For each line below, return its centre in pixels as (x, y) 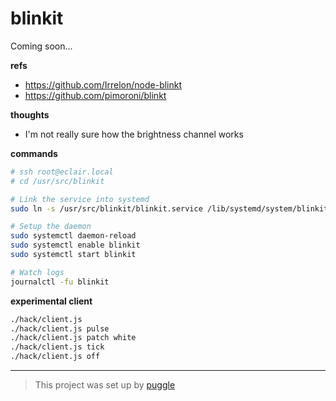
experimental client (51, 301)
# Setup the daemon (51, 227)
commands (34, 153)
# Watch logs (37, 272)
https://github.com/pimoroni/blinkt (95, 95)
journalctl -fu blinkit (60, 282)
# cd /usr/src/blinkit (57, 181)
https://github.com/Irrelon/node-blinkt (103, 84)
